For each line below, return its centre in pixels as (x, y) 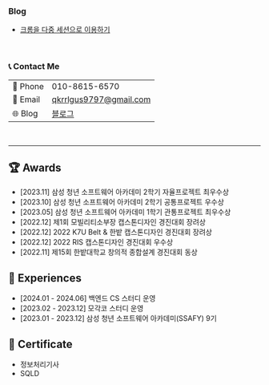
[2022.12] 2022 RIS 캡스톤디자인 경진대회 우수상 (96, 242)
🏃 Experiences (45, 278)
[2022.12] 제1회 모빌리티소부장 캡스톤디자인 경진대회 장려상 (113, 222)
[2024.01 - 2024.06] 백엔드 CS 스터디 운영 (88, 298)
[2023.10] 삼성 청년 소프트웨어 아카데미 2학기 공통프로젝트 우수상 (122, 202)
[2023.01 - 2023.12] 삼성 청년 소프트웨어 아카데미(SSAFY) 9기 (118, 318)
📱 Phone (28, 86)
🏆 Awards (35, 167)
